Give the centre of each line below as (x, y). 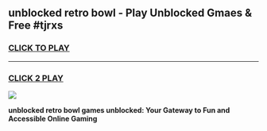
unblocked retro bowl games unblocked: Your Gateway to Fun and (119, 110)
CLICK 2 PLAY (36, 78)
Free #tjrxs (36, 26)
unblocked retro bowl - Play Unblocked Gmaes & (130, 13)
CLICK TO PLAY (39, 48)
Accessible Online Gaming (53, 118)
